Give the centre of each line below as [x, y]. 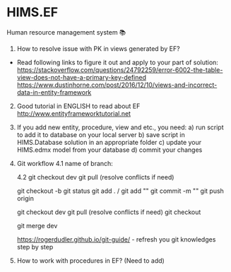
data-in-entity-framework [54, 92]
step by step [35, 247]
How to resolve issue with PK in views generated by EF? [99, 48]
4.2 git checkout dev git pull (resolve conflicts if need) [95, 177]
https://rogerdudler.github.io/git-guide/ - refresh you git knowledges [116, 239]
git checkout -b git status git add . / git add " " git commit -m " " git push [120, 191]
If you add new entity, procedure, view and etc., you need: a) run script [120, 127]
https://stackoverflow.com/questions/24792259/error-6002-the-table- [120, 70]
